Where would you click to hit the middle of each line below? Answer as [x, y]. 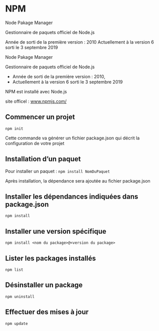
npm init [14, 128]
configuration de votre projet [35, 143]
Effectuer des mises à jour [47, 312]
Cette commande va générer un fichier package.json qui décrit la [72, 138]
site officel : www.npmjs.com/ [36, 101]
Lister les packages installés [51, 258]
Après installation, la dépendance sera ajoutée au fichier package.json [78, 181]
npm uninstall [20, 296]
